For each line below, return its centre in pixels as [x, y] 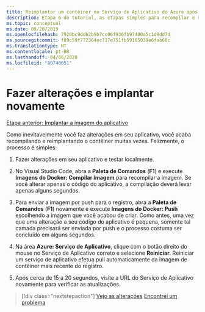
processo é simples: [31, 147]
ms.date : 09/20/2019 [33, 29]
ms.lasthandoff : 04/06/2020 [42, 57]
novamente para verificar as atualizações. [68, 285]
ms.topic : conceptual [34, 23]
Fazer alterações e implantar [80, 93]
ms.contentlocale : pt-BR [38, 52]
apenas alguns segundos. [48, 191]
